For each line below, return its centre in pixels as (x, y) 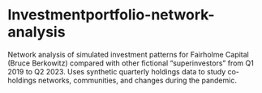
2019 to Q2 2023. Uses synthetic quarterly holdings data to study (117, 71)
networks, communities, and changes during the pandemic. (137, 80)
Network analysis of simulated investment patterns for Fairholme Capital (128, 54)
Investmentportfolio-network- (111, 15)
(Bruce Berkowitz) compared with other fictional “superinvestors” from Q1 (131, 63)
